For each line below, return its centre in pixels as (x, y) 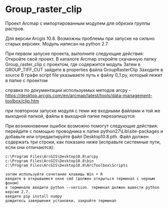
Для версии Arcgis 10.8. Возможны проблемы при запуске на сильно (80, 38)
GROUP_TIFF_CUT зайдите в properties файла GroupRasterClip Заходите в (84, 70)
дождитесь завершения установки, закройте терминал (61, 200)
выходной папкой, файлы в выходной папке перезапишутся (70, 116)
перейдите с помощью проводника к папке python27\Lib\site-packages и (84, 131)
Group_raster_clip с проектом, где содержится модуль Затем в (73, 64)
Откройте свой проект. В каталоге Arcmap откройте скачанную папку (81, 59)
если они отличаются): (30, 147)
